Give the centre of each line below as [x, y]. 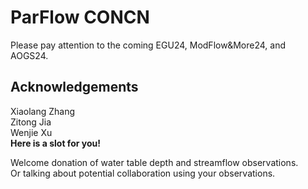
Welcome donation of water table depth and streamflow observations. [154, 162]
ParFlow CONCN [80, 17]
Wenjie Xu [31, 132]
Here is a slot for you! [55, 143]
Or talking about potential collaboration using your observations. [143, 173]
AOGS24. [29, 55]
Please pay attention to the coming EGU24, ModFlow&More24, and [148, 45]
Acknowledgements [74, 87]
